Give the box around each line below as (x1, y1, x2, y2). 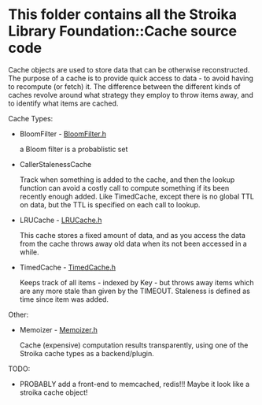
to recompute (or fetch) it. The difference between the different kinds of (8, 81, 242, 91)
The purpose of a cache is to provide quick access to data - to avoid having (8, 73, 254, 83)
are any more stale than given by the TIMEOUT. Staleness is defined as (19, 286, 250, 295)
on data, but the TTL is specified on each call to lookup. (19, 199, 201, 210)
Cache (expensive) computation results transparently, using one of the (19, 340, 249, 350)
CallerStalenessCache (19, 159, 92, 169)
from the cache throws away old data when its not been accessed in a (19, 239, 248, 248)
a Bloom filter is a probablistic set (19, 144, 128, 154)
